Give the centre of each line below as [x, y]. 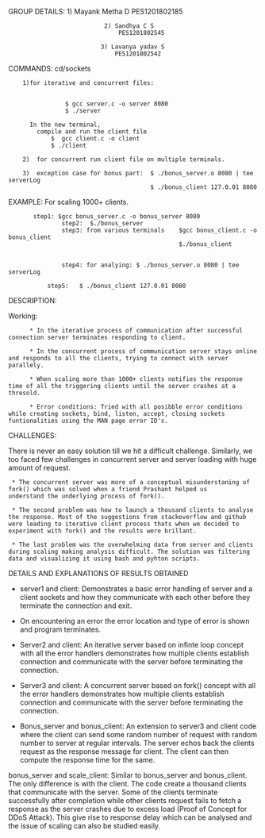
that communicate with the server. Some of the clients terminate [113, 792]
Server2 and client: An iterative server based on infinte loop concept [131, 645]
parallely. [26, 365]
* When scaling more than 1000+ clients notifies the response [136, 379]
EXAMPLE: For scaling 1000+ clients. [69, 202]
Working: [23, 316]
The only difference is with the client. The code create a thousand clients [128, 784]
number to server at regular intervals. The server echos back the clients [137, 743]
